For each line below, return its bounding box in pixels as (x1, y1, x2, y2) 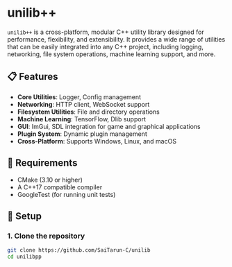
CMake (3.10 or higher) (17, 175, 83, 184)
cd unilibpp (7, 253, 42, 261)
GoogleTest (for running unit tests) (17, 190, 116, 198)
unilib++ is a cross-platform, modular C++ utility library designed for (7, 28, 204, 36)
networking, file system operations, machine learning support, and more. (7, 50, 216, 58)
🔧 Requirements (7, 157, 78, 169)
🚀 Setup (7, 210, 42, 222)
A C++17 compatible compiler (17, 182, 103, 191)
